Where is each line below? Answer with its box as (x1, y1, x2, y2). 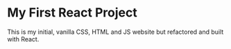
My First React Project (7, 5, 137, 21)
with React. (7, 35, 40, 43)
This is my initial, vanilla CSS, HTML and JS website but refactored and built (7, 28, 224, 36)
